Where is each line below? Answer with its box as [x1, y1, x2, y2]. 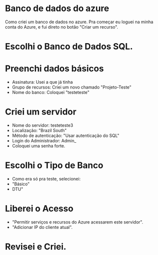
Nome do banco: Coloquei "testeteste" [12, 90, 90, 95]
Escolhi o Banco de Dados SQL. [5, 41, 133, 52]
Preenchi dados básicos [5, 63, 104, 74]
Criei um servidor [5, 106, 77, 118]
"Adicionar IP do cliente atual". [12, 224, 73, 230]
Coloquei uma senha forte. [12, 143, 65, 149]
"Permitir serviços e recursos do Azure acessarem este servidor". [12, 219, 143, 225]
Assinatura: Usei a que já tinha [12, 79, 73, 85]
